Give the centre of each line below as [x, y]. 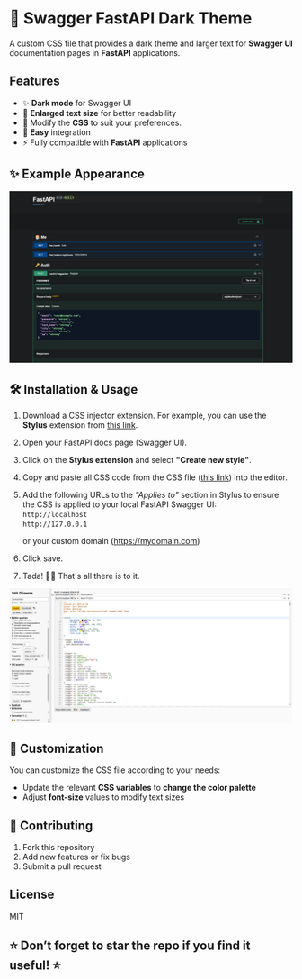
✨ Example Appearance [77, 174]
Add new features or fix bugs [76, 857]
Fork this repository [58, 848]
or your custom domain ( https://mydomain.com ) [111, 541]
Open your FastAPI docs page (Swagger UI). [104, 443]
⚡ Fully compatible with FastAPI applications [105, 142]
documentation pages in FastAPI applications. [95, 52]
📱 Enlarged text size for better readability [99, 113]
